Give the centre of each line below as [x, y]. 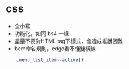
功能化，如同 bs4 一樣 [42, 33]
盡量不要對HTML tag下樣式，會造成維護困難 [69, 41]
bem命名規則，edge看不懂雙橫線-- [58, 48]
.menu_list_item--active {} [50, 60]
